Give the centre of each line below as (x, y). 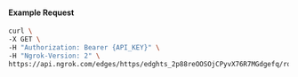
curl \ (20, 31)
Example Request (41, 12)
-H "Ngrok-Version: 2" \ (54, 56)
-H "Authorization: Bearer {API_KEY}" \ (85, 47)
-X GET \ (24, 40)
